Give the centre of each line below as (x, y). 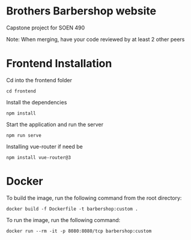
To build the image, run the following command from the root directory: (94, 198)
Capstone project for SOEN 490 (46, 28)
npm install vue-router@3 (38, 157)
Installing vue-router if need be (44, 146)
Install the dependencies (37, 102)
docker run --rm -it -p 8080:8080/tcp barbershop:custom (79, 231)
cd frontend (21, 91)
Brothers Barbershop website (81, 11)
